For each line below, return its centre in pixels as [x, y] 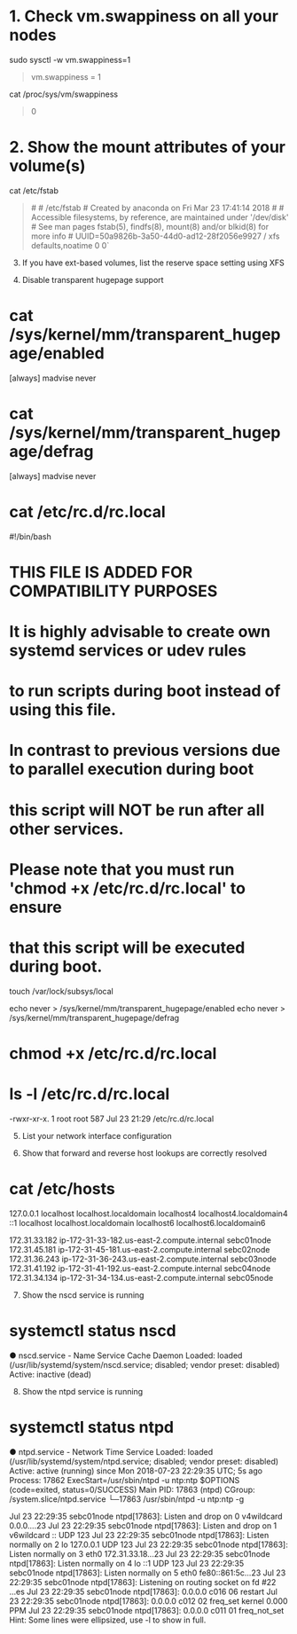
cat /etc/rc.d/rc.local [87, 511]
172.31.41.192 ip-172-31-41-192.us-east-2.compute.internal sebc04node [140, 1268]
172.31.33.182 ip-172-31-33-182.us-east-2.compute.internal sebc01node [141, 1240]
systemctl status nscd [93, 1331]
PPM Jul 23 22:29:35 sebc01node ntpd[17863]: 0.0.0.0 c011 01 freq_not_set [147, 1610]
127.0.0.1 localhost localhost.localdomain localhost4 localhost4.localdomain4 [148, 1214]
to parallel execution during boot [132, 770]
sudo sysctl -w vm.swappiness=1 [70, 59]
